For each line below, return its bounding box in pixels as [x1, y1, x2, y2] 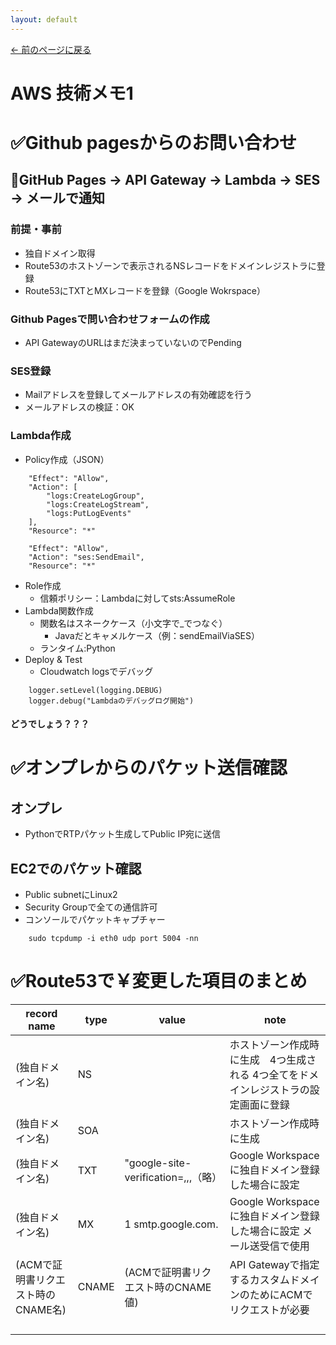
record [25, 1006, 58, 1020]
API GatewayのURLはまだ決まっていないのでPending [24, 336, 242, 348]
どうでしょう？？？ [10, 718, 90, 730]
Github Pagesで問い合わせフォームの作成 [10, 312, 210, 326]
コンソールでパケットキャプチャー [24, 913, 166, 925]
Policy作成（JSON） [24, 453, 110, 465]
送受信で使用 [249, 1239, 310, 1253]
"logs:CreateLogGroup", [46, 491, 145, 501]
